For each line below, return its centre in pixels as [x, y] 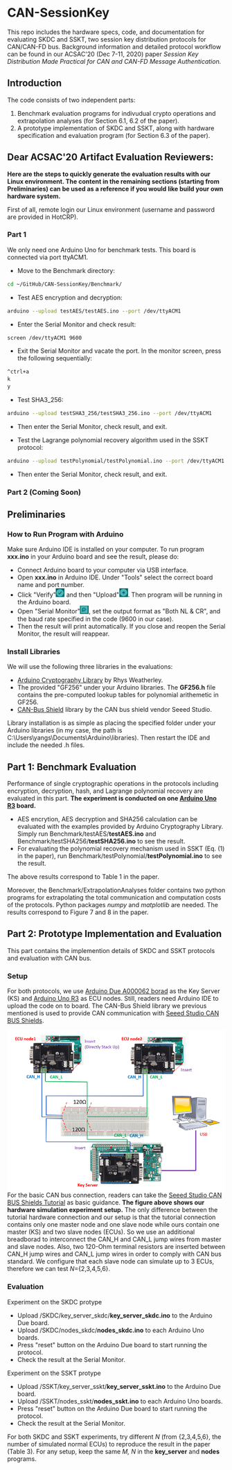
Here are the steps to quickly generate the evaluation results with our [109, 174]
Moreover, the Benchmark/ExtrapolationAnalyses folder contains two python [116, 890]
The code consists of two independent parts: [71, 100]
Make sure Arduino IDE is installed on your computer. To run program [106, 550]
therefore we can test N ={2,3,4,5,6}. [59, 1269]
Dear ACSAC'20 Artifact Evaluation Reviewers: [110, 157]
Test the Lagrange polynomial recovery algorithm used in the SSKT [113, 440]
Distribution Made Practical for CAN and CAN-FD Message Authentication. [114, 61]
